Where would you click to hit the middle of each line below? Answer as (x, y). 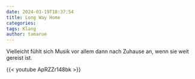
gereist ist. (19, 58)
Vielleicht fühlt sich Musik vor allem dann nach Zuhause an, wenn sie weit (98, 51)
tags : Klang (21, 29)
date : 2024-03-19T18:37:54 (40, 12)
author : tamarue (26, 34)
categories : (21, 23)
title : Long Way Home (33, 17)
